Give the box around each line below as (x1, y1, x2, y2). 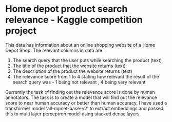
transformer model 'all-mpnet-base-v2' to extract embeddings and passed (5, 105, 164, 111)
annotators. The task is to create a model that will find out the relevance (5, 94, 158, 100)
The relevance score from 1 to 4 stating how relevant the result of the (12, 73, 159, 79)
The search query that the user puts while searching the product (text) (12, 57, 162, 63)
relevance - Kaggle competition (5, 14, 143, 26)
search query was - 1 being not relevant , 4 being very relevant (12, 79, 146, 85)
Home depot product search (5, 3, 128, 15)
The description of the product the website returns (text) (12, 68, 132, 74)
